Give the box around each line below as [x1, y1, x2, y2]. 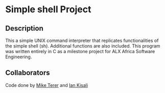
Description [5, 24, 43, 33]
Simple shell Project [5, 4, 91, 15]
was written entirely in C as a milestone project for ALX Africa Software [5, 49, 155, 54]
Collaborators [5, 68, 50, 77]
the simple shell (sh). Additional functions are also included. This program [5, 43, 160, 49]
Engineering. [5, 54, 32, 60]
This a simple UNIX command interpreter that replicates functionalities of [5, 37, 159, 43]
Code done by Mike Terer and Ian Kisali [5, 82, 88, 88]
